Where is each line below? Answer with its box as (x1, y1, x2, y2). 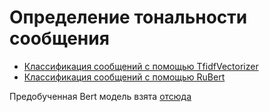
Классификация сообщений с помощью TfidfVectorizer (23, 60, 259, 72)
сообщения (9, 27, 110, 50)
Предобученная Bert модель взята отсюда (9, 90, 192, 102)
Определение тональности (9, 6, 248, 29)
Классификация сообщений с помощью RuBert (23, 71, 226, 83)
